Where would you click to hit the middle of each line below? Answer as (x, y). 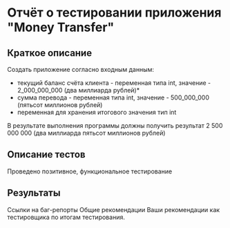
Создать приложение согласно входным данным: (80, 69)
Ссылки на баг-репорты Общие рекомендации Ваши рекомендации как (114, 209)
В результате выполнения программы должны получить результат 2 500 (115, 125)
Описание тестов (46, 154)
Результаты (34, 193)
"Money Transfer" (61, 27)
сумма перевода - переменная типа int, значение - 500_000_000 (113, 97)
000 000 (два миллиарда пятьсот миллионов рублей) (86, 133)
